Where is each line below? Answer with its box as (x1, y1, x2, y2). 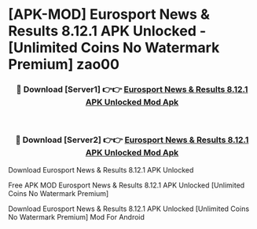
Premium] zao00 (8, 56, 120, 74)
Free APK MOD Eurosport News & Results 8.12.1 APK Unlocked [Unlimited (8, 180, 245, 190)
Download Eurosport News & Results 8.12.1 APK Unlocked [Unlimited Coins (8, 204, 250, 213)
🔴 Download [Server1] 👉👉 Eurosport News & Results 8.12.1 (16, 84, 248, 95)
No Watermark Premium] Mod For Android (8, 212, 145, 221)
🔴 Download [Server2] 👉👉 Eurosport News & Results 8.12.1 (15, 135, 249, 146)
